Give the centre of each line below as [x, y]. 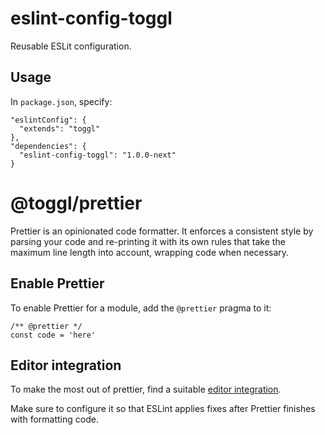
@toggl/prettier [76, 203]
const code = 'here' [53, 335]
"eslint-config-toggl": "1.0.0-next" [98, 155]
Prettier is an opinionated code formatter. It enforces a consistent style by [162, 231]
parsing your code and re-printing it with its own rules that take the [148, 241]
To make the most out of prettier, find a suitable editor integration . [146, 389]
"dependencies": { [48, 146]
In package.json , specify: [61, 101]
